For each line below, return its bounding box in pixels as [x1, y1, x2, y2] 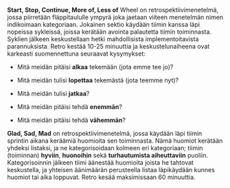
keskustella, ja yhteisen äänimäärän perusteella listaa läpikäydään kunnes [7, 166, 215, 174]
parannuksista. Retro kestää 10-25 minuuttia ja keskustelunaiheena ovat [7, 43, 210, 50]
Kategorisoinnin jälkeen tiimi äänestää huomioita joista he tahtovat [7, 158, 194, 167]
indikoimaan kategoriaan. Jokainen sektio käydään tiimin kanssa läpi [7, 21, 200, 28]
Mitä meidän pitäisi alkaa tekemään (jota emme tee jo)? [16, 63, 174, 71]
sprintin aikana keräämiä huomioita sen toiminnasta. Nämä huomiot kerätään [7, 137, 223, 145]
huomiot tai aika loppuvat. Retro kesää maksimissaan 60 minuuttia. [7, 173, 196, 181]
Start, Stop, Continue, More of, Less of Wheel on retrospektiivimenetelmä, [7, 6, 219, 14]
